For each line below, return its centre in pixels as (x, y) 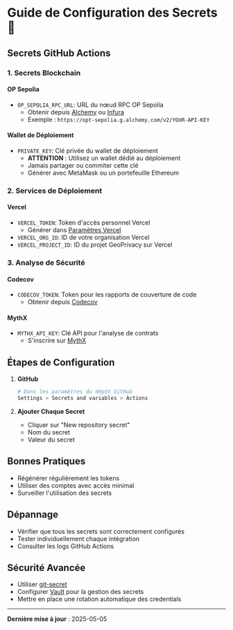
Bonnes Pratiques (46, 461)
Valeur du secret (51, 439)
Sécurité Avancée (46, 567)
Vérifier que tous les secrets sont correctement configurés (101, 531)
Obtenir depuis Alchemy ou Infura (76, 112)
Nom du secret (49, 432)
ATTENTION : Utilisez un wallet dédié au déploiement (104, 158)
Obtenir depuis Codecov (62, 302)
